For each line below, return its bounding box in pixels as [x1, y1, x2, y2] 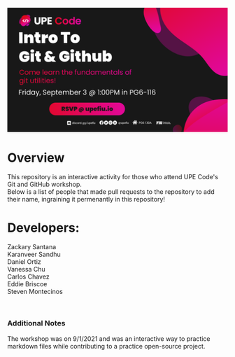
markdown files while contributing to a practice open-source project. [7, 342, 206, 350]
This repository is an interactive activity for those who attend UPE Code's [7, 173, 219, 181]
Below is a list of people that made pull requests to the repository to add [7, 188, 215, 196]
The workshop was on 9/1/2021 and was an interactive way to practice [7, 334, 211, 343]
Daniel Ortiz [7, 258, 42, 266]
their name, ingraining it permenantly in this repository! [7, 195, 166, 204]
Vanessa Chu [7, 265, 45, 274]
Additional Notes [7, 318, 66, 328]
